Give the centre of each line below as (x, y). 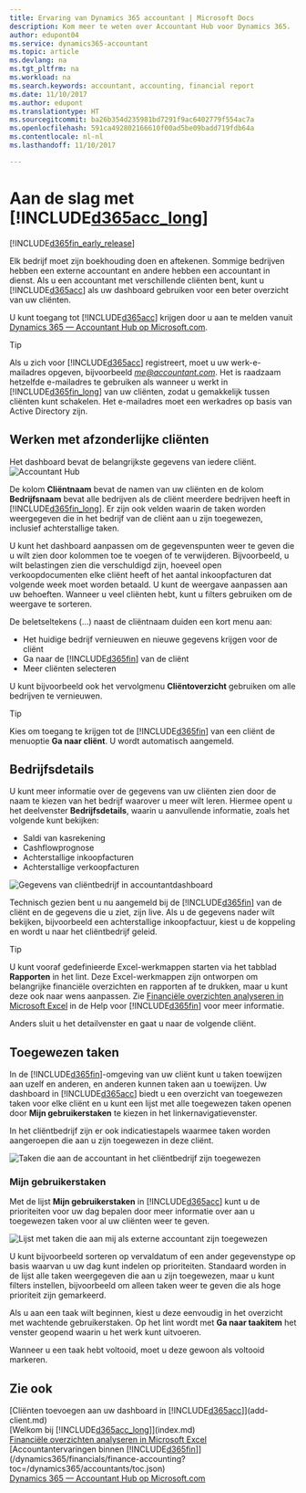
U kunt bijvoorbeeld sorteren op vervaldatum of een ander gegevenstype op (153, 1256)
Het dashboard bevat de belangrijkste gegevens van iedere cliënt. (133, 461)
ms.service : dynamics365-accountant (79, 43)
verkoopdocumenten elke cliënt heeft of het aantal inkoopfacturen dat (141, 574)
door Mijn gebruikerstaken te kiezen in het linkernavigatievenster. (133, 1113)
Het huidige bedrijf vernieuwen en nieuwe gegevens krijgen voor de (150, 639)
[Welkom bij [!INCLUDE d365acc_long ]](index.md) (102, 1430)
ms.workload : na (40, 78)
